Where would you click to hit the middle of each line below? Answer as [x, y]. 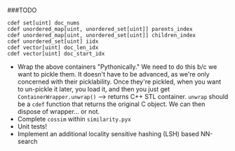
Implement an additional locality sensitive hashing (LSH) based [108, 134]
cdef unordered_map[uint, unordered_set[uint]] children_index [102, 35]
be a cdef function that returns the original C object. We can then [111, 104]
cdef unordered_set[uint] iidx [53, 41]
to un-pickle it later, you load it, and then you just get [94, 89]
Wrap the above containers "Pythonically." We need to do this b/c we [117, 67]
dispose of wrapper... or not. [59, 111]
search [27, 141]
